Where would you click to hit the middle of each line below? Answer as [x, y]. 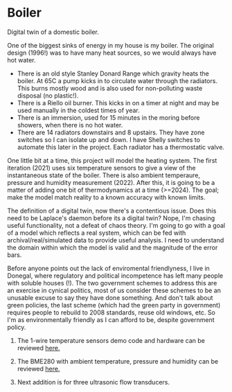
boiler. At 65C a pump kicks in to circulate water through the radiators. [117, 80]
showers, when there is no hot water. [70, 125]
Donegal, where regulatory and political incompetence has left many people [115, 276]
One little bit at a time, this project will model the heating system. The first [112, 160]
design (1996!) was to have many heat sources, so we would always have [112, 53]
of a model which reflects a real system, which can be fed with [97, 233]
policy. [17, 327]
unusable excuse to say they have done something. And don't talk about [110, 297]
